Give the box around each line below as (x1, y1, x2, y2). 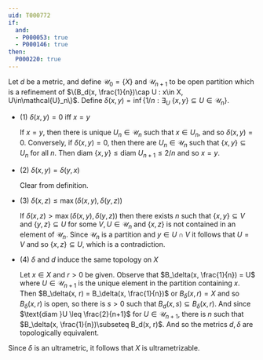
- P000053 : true (15, 33, 68, 42)
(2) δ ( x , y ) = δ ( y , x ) (19, 165, 80, 174)
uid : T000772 (8, 11, 51, 20)
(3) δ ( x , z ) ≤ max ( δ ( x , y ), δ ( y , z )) (19, 196, 123, 205)
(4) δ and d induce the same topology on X (19, 255, 159, 264)
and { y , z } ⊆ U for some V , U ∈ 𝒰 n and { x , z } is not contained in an (19, 219, 236, 230)
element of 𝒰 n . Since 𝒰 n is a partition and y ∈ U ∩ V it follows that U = (19, 230, 250, 241)
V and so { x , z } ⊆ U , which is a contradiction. (19, 240, 166, 249)
